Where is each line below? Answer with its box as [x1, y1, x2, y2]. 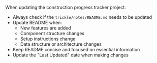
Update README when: [12, 20, 62, 25]
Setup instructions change [20, 36, 76, 42]
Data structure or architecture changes [20, 41, 102, 47]
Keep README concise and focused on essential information [12, 47, 140, 52]
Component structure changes [20, 30, 85, 36]
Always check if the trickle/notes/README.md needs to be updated [12, 14, 152, 20]
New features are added [20, 25, 71, 31]
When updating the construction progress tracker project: [5, 5, 126, 10]
